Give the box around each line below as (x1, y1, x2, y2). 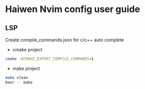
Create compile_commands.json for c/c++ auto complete (5, 37, 124, 43)
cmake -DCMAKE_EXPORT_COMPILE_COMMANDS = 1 (5, 56, 94, 61)
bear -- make (5, 79, 33, 85)
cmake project (12, 47, 43, 52)
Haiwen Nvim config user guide (5, 4, 140, 15)
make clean (5, 75, 28, 80)
